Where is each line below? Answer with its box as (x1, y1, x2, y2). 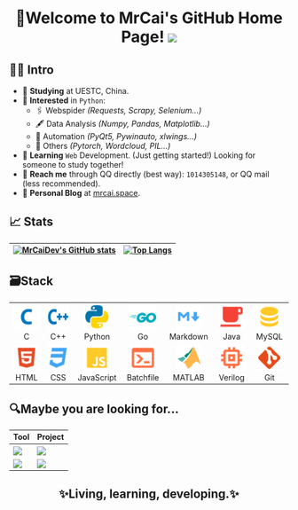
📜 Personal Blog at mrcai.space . (21, 188, 141, 198)
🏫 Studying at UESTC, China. (21, 86, 129, 96)
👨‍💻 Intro (9, 62, 55, 77)
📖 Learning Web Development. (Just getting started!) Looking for (21, 150, 256, 161)
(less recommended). (21, 178, 101, 189)
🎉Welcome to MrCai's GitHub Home (14, 8, 284, 28)
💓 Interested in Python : (21, 95, 106, 106)
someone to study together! (21, 160, 124, 169)
